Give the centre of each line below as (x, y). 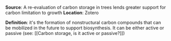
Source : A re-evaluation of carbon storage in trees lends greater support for (86, 7)
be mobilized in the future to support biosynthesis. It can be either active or (85, 28)
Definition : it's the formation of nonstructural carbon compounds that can (83, 23)
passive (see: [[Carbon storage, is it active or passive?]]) (65, 33)
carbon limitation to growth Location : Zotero (52, 13)
